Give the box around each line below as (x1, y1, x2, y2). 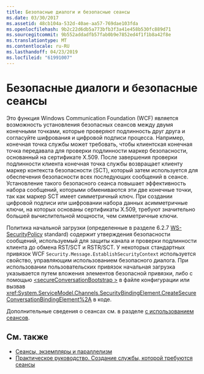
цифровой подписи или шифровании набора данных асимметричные (6, 199, 188, 206)
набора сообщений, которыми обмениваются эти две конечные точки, (6, 186, 193, 193)
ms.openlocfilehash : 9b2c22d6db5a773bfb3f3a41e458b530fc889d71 (6, 26, 172, 32)
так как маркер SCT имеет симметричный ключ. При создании (6, 193, 173, 200)
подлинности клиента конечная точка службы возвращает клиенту (6, 160, 183, 167)
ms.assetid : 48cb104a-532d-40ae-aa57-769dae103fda (6, 20, 138, 26)
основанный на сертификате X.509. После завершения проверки (6, 153, 178, 161)
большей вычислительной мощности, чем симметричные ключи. (6, 212, 179, 219)
